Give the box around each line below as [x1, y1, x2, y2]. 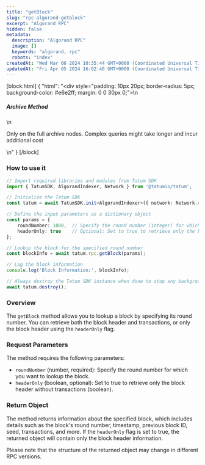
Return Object [6, 401, 49, 409]
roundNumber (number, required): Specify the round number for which [15, 366, 188, 373]
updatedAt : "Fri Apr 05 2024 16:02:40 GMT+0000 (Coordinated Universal [6, 65, 192, 72]
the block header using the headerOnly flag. [6, 325, 115, 333]
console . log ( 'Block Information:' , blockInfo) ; [6, 267, 130, 274]
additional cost [6, 137, 44, 144]
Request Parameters [6, 340, 68, 349]
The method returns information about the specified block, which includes [6, 415, 193, 422]
